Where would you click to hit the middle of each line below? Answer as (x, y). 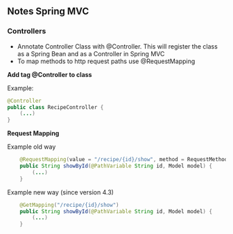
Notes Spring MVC (48, 11)
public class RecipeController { (55, 107)
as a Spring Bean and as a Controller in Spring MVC (91, 53)
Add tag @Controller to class (50, 74)
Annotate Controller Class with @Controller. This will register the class (118, 46)
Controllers (27, 31)
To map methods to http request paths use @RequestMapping (106, 61)
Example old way (32, 147)
